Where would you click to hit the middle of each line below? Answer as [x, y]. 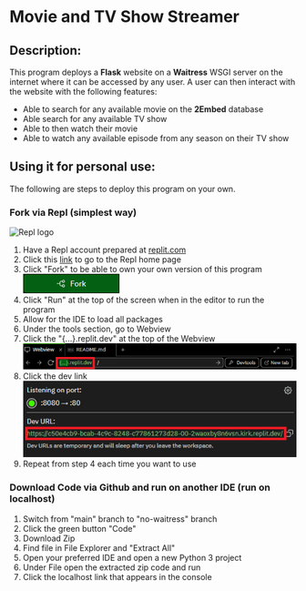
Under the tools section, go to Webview [97, 329]
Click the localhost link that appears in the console [117, 576]
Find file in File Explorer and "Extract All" [99, 547]
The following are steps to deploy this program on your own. [122, 189]
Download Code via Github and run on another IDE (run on [140, 487]
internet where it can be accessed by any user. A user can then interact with [153, 82]
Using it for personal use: [83, 167]
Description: [46, 51]
